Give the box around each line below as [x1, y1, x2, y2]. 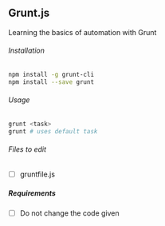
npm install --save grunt [8, 77, 94, 86]
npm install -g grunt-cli [8, 71, 94, 79]
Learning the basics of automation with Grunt [8, 27, 157, 37]
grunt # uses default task [8, 127, 98, 135]
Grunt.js [8, 6, 50, 20]
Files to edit [8, 145, 46, 154]
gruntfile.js [19, 169, 56, 179]
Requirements [8, 188, 56, 198]
